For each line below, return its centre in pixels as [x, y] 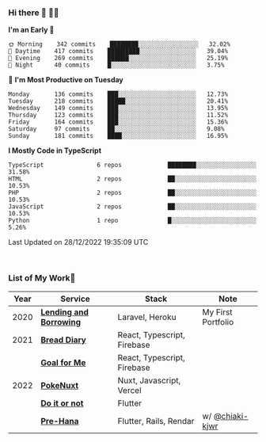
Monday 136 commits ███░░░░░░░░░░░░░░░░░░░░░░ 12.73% [118, 94]
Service [76, 299]
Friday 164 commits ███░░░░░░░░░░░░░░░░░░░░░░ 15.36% [118, 122]
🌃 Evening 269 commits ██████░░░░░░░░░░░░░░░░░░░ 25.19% [118, 59]
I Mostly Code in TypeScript [55, 151]
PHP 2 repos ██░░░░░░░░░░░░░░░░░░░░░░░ [133, 193]
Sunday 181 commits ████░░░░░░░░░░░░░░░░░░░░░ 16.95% [118, 136]
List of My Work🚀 [42, 278]
